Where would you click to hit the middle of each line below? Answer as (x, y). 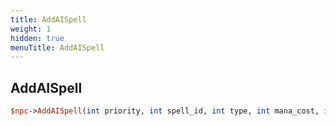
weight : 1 (31, 29)
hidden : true (37, 38)
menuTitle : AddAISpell (57, 47)
